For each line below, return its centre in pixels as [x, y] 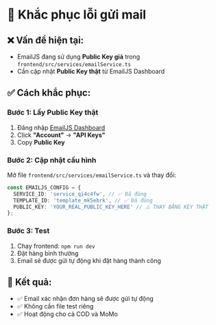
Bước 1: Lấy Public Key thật [53, 112]
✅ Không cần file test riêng [55, 306]
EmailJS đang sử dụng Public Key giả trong [79, 56]
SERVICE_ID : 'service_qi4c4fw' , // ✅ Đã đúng [80, 194]
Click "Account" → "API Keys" [61, 135]
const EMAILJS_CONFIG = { [44, 187]
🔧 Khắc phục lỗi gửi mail [76, 15]
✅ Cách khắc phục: [49, 93]
